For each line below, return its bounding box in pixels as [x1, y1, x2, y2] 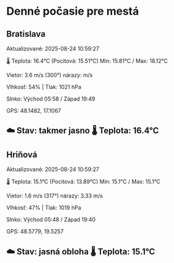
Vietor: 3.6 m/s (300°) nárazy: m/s [6, 72, 93, 78]
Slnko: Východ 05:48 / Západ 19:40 [6, 216, 96, 223]
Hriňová [6, 149, 38, 160]
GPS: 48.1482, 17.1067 [6, 107, 61, 114]
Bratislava [6, 29, 46, 39]
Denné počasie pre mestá [6, 4, 139, 18]
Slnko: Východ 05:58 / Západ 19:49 [6, 95, 96, 102]
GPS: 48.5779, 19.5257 [6, 228, 64, 235]
